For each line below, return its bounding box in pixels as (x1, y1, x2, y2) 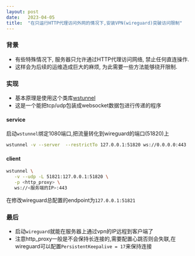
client (6, 155, 21, 162)
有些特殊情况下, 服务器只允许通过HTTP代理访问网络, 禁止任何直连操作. (14, 55, 190, 63)
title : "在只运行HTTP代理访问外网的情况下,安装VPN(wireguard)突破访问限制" (6, 20, 183, 26)
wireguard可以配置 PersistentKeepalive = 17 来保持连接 (14, 243, 152, 250)
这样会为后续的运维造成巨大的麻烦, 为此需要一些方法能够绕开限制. (14, 63, 178, 70)
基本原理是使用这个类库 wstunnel (14, 94, 96, 101)
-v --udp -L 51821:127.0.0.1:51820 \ (14, 174, 109, 180)
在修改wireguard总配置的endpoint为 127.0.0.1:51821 (6, 196, 136, 204)
